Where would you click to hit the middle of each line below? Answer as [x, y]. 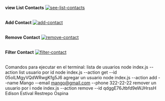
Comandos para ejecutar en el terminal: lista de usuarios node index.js [77, 67]
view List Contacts [25, 8]
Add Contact [19, 23]
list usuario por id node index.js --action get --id [68, 72]
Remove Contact [23, 37]
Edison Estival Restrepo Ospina [37, 93]
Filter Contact [20, 52]
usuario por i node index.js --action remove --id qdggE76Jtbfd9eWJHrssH [81, 88]
